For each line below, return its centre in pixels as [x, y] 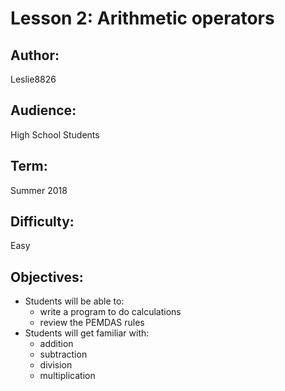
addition [56, 344]
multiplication [67, 376]
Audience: [43, 110]
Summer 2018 [39, 190]
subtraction [63, 354]
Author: [35, 55]
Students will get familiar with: [87, 333]
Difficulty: [42, 222]
